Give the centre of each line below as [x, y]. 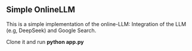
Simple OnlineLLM [41, 10]
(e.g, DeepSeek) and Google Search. [51, 30]
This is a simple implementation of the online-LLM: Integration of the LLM [96, 24]
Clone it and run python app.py [45, 42]
